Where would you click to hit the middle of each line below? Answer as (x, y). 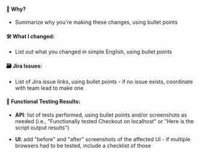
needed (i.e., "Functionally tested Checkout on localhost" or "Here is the (104, 121)
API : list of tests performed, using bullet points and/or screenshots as (101, 115)
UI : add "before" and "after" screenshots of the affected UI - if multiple (102, 139)
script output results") (42, 127)
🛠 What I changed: (31, 36)
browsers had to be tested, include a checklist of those (83, 145)
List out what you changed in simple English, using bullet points (93, 52)
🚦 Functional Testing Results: (44, 102)
